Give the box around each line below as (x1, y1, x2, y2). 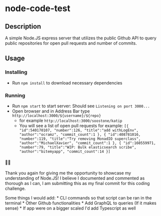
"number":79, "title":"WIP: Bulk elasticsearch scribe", (19, 145, 137, 150)
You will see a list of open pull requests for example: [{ (19, 122, 129, 129)
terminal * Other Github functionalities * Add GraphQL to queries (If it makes (5, 200, 157, 206)
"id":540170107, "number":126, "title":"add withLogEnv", (19, 128, 139, 133)
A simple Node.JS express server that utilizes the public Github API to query (5, 35, 157, 41)
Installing (5, 69, 28, 76)
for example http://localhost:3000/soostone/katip (19, 117, 122, 123)
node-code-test (5, 3, 71, 14)
